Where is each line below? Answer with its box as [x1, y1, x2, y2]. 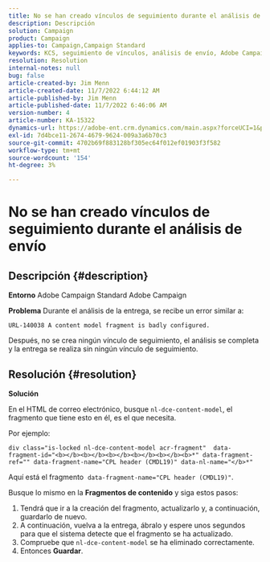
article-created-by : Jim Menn [8, 79, 110, 87]
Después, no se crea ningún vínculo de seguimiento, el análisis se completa [8, 335, 260, 346]
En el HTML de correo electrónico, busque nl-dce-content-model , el [8, 404, 233, 414]
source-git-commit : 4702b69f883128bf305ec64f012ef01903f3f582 [8, 138, 221, 147]
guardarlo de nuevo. [19, 511, 88, 521]
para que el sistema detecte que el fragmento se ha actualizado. [19, 528, 233, 539]
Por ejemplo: [8, 428, 51, 438]
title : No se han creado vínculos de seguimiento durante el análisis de [8, 11, 261, 20]
